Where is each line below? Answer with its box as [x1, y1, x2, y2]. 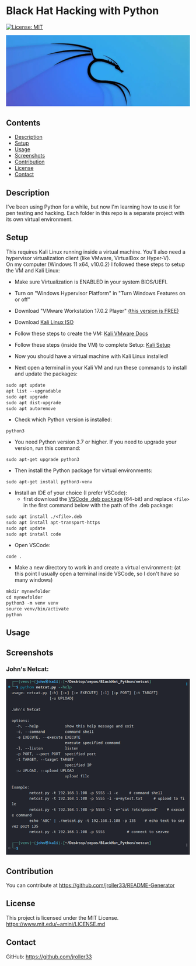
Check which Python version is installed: [14, 416, 113, 423]
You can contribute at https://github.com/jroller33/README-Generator [6, 882, 175, 889]
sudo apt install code [6, 531, 61, 537]
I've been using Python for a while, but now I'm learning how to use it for [6, 203, 181, 210]
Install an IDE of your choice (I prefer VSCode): [14, 489, 127, 496]
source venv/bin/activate [6, 606, 69, 612]
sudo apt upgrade [6, 394, 48, 400]
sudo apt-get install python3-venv [6, 479, 93, 484]
